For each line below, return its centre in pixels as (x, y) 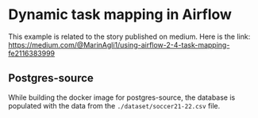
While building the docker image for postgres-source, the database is (122, 97)
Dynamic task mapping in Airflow (120, 15)
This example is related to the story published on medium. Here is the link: (129, 36)
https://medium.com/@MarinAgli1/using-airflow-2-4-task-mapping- (119, 44)
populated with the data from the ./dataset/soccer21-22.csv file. (114, 105)
